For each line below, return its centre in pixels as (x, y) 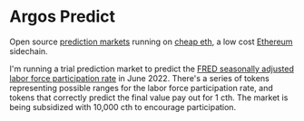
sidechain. (29, 51)
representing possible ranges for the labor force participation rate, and (142, 88)
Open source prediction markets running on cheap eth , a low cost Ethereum (151, 42)
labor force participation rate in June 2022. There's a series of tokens (139, 78)
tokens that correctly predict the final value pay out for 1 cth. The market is (149, 98)
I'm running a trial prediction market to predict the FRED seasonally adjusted (152, 69)
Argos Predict (63, 17)
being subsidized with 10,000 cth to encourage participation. (123, 107)
